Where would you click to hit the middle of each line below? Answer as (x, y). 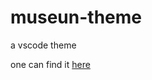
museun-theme (76, 17)
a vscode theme (43, 45)
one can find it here (50, 64)
